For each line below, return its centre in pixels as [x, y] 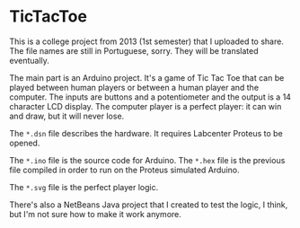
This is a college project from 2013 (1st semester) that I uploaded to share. [147, 41]
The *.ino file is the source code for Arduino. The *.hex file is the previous [147, 160]
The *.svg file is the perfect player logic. [84, 187]
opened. [25, 143]
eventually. [29, 60]
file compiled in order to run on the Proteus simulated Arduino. [124, 170]
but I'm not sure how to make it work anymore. [96, 214]
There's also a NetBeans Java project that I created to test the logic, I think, [149, 205]
